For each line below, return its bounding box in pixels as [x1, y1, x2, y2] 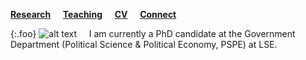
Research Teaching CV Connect [10, 9, 177, 20]
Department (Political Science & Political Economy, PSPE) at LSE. [10, 39, 278, 50]
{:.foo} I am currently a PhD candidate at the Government [10, 28, 296, 39]
